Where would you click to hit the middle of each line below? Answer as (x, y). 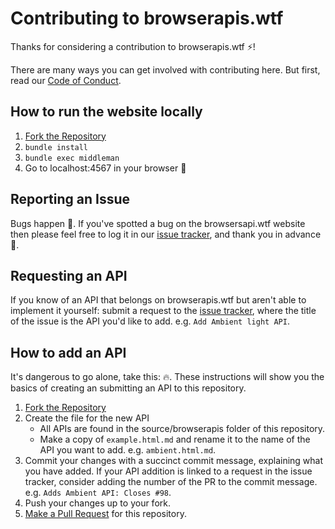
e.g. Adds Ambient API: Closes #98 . (98, 493)
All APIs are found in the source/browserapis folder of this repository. (182, 429)
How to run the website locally (106, 112)
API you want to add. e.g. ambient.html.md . (128, 450)
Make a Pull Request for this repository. (105, 514)
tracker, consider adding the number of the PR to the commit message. (171, 482)
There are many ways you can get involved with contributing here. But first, (165, 69)
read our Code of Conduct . (66, 80)
